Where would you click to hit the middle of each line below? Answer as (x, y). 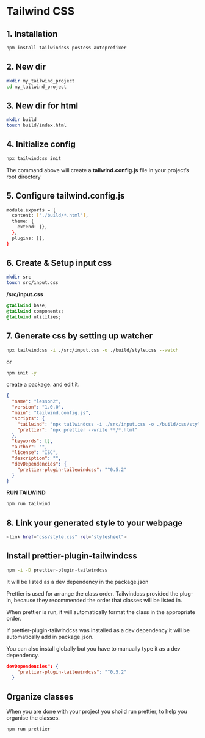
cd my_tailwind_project (37, 87)
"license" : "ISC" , (35, 453)
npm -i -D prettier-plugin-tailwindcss (57, 570)
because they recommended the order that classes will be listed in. (98, 600)
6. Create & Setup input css (59, 263)
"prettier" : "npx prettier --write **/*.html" (77, 430)
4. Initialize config (41, 144)
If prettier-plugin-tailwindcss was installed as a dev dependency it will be (98, 630)
